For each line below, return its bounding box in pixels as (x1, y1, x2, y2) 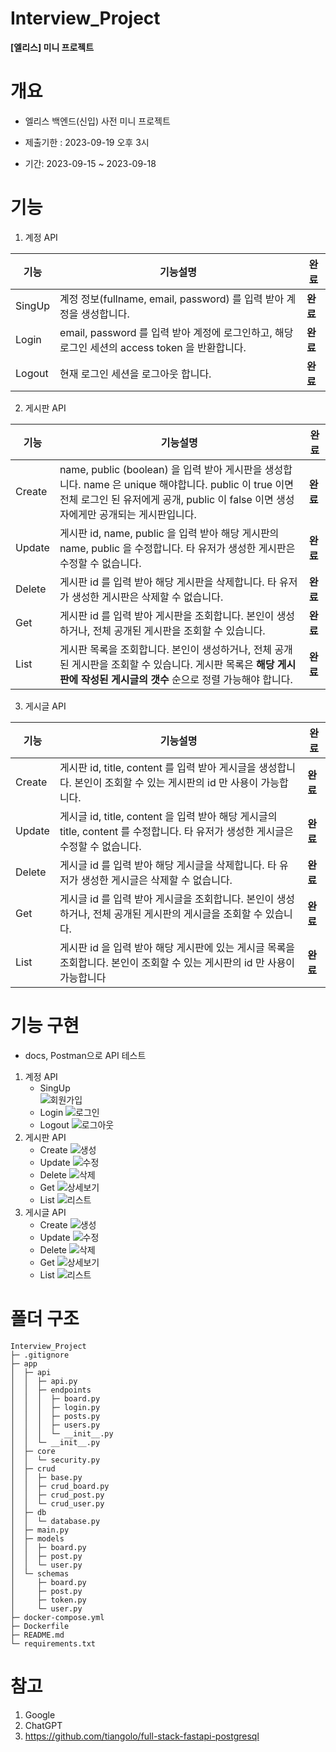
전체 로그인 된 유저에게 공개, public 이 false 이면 (59, 492, 274, 506)
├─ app (10, 1358, 38, 1369)
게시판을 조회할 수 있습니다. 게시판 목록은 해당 (71, 657, 275, 671)
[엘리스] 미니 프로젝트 (10, 41, 95, 53)
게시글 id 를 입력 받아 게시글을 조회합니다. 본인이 (59, 892, 275, 906)
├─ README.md (10, 1630, 65, 1640)
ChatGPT (24, 1719, 63, 1731)
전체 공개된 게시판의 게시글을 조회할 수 (92, 907, 263, 921)
